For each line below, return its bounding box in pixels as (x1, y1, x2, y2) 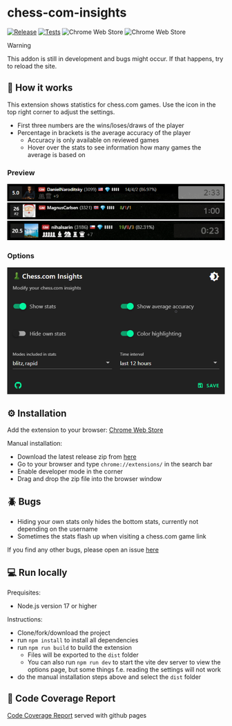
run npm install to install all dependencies (17, 635, 139, 644)
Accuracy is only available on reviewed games (27, 136, 159, 144)
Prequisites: (7, 588, 41, 597)
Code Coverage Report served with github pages (7, 711, 147, 719)
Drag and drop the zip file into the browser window (17, 475, 162, 483)
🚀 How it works (7, 82, 73, 94)
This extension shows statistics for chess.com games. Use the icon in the (7, 100, 216, 109)
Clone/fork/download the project (17, 628, 110, 637)
